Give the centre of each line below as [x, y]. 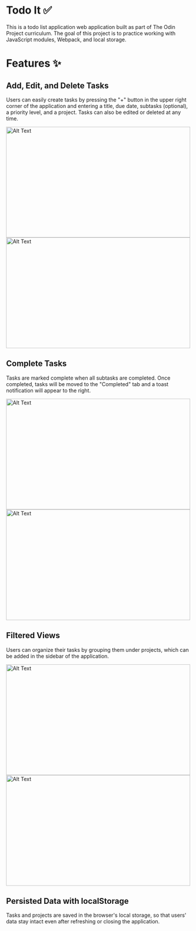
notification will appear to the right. [49, 390]
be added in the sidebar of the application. [58, 656]
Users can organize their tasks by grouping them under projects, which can [98, 649]
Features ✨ [34, 63]
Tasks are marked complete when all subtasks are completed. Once [88, 378]
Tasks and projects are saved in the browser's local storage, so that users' [96, 915]
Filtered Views [33, 636]
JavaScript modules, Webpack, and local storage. [66, 40]
